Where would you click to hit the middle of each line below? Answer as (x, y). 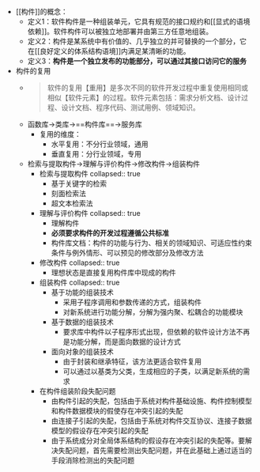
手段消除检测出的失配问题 (93, 460)
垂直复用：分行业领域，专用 (96, 154)
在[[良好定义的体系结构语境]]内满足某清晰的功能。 (109, 51)
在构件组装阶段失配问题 (77, 391)
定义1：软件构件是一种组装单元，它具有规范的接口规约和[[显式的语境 (139, 21)
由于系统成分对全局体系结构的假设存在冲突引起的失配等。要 (148, 440)
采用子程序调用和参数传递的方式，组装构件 (132, 302)
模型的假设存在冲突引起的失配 (100, 430)
